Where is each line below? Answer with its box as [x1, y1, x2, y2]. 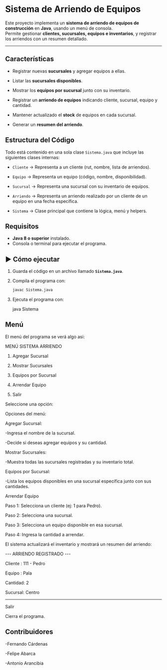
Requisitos [5, 222, 39, 231]
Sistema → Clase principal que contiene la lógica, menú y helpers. [12, 208, 148, 214]
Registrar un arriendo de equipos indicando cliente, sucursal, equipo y [12, 97, 158, 103]
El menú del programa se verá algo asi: [5, 334, 85, 339]
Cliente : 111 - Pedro [5, 560, 46, 566]
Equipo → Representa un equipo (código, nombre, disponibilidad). [12, 173, 147, 179]
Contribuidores [5, 628, 53, 636]
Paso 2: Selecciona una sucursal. [5, 512, 73, 518]
